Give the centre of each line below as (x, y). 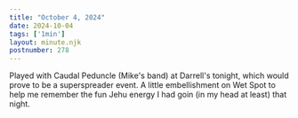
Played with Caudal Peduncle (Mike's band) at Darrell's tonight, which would (149, 75)
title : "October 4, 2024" (57, 17)
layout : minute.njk (45, 42)
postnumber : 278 (39, 51)
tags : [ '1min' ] (37, 34)
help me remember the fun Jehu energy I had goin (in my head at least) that (148, 95)
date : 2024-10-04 (41, 26)
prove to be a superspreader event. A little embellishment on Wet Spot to (142, 85)
